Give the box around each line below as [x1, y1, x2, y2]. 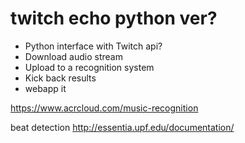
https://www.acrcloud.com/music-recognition [10, 102, 199, 114]
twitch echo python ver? [10, 7, 218, 30]
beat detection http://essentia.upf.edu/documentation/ [10, 121, 235, 133]
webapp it [24, 82, 67, 94]
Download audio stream [24, 50, 123, 62]
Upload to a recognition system [24, 61, 155, 73]
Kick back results [24, 72, 97, 84]
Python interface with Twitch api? [24, 40, 163, 52]
